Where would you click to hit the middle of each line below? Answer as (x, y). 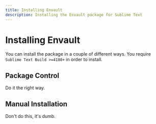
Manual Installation (36, 104)
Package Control (32, 75)
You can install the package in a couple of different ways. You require (78, 54)
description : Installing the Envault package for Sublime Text (74, 15)
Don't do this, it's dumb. (31, 116)
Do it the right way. (25, 88)
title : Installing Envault (34, 10)
